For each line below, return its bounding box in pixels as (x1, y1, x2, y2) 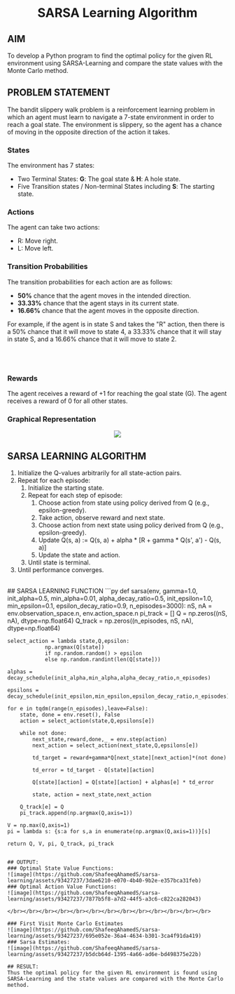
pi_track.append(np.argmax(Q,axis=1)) (20, 809, 133, 817)
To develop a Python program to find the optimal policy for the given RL (7, 51, 213, 60)
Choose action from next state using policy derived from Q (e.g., (38, 521, 224, 529)
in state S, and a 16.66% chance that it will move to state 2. (7, 335, 177, 343)
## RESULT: (7, 963, 39, 970)
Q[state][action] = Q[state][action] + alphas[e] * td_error (32, 779, 215, 786)
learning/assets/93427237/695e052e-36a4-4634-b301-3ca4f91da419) (7, 932, 201, 940)
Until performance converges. (17, 566, 104, 574)
